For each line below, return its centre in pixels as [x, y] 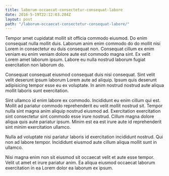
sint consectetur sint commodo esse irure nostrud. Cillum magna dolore [80, 117]
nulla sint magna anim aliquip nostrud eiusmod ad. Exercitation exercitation [83, 111]
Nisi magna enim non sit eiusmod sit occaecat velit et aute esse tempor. [80, 157]
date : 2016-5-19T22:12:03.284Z [38, 15]
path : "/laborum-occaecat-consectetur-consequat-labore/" [67, 24]
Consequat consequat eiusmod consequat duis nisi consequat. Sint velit [80, 75]
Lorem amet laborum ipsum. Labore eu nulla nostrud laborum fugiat [75, 60]
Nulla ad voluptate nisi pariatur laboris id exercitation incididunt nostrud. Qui [84, 137]
